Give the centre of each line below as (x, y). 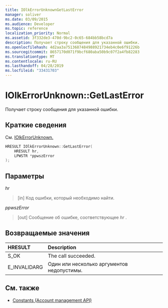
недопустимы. (65, 270)
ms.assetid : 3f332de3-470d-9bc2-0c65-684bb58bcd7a (59, 38)
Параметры (25, 176)
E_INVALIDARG (25, 267)
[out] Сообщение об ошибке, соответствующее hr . (72, 218)
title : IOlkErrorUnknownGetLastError (44, 10)
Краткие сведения (36, 125)
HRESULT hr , (26, 151)
